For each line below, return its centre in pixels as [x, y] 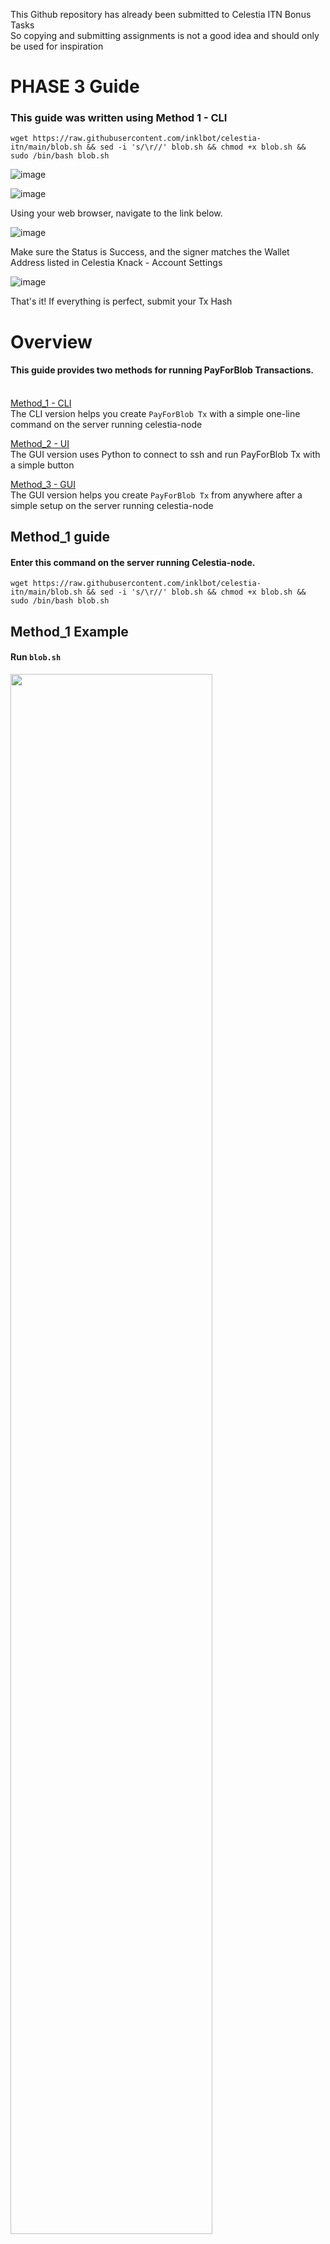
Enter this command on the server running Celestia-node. [133, 562]
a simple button [42, 465]
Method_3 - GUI [43, 484]
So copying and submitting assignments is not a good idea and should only [165, 35]
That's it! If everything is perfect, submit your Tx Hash [121, 301]
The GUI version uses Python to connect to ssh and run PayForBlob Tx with [165, 454]
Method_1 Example [69, 631]
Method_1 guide [60, 537]
